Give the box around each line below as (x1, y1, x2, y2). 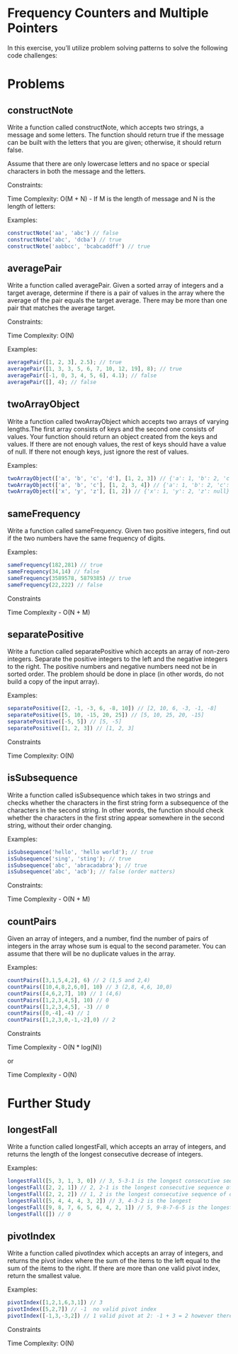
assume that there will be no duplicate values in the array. (7, 949, 176, 958)
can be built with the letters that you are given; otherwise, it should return (7, 138, 222, 146)
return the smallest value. (7, 1272, 81, 1280)
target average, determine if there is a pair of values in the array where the (7, 289, 225, 297)
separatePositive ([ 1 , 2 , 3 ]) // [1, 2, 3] (7, 725, 135, 732)
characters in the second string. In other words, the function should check (7, 806, 225, 814)
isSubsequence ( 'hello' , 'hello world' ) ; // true (7, 848, 154, 856)
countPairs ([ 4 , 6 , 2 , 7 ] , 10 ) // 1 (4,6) (7, 990, 122, 997)
